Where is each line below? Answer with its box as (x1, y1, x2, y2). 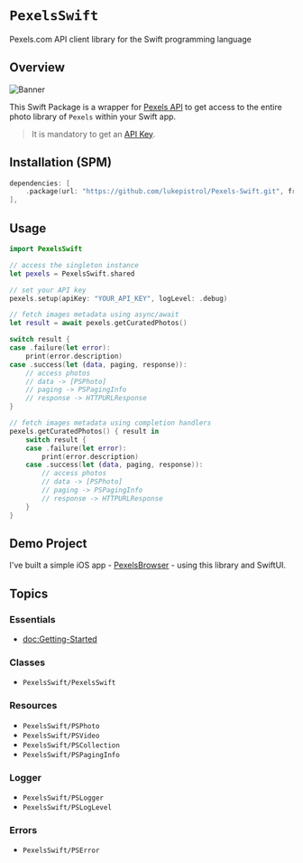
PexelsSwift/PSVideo (22, 731, 100, 740)
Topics (9, 586, 49, 601)
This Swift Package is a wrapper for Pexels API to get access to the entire (9, 101, 282, 112)
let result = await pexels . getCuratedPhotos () (9, 319, 188, 328)
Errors (9, 823, 38, 836)
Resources (9, 699, 58, 712)
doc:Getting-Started (22, 633, 97, 644)
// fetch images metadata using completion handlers (9, 418, 212, 427)
